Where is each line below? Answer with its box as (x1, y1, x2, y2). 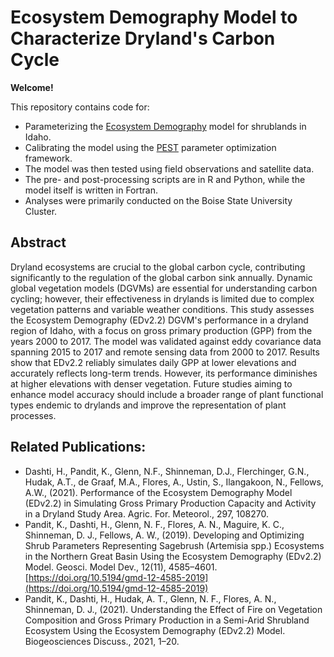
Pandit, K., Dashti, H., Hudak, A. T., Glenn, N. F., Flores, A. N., (24, 592, 277, 605)
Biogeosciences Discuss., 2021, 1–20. (24, 635, 180, 647)
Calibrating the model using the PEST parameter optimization (24, 141, 277, 153)
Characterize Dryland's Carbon (10, 27, 276, 50)
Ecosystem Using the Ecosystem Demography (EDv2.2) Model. (24, 624, 286, 636)
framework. (24, 152, 73, 164)
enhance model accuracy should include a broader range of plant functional (10, 388, 324, 400)
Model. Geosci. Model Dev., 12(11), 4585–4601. (24, 561, 218, 573)
